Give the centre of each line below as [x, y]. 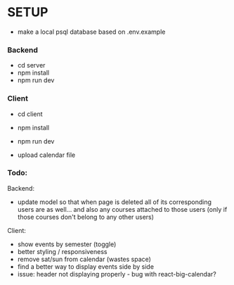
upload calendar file [46, 155]
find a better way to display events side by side [86, 266]
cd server [31, 65]
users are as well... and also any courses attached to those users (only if [122, 209]
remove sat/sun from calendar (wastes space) [84, 259]
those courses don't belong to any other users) [86, 217]
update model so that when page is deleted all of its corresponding [115, 202]
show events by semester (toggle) [67, 244]
